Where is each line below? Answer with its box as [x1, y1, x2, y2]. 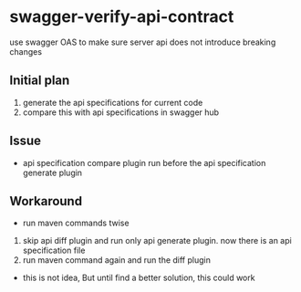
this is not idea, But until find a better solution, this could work [22, 272, 255, 284]
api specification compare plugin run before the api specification [22, 157, 266, 168]
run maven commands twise [22, 217, 130, 229]
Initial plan [9, 73, 70, 89]
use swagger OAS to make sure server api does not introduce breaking [9, 36, 276, 47]
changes [9, 46, 43, 57]
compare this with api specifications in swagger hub [22, 107, 220, 118]
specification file [22, 245, 86, 256]
